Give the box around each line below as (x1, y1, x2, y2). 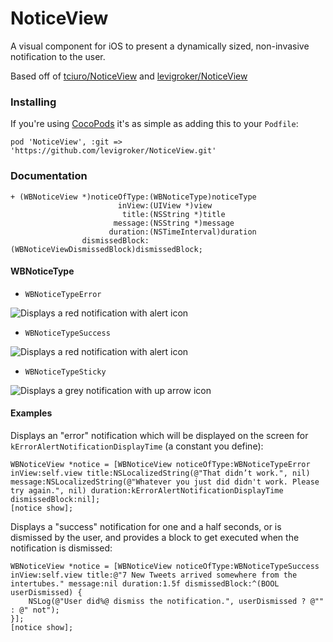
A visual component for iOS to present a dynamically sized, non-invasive (10, 40, 310, 52)
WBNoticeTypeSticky (24, 367, 107, 377)
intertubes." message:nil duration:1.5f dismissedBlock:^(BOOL (10, 578, 280, 589)
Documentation (10, 169, 88, 183)
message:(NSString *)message (113, 218, 235, 228)
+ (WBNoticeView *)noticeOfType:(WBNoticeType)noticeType (10, 192, 257, 202)
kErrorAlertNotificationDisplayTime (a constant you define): (10, 440, 264, 452)
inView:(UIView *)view (117, 200, 213, 211)
